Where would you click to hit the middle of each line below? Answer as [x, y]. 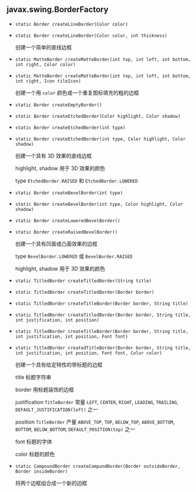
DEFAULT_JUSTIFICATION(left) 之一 [56, 409]
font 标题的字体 [33, 442]
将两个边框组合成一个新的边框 [51, 483]
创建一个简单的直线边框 [43, 47]
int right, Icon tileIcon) [48, 81]
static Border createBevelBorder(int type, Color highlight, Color [99, 204]
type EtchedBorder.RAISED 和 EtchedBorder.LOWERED [76, 181]
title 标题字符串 [33, 377]
